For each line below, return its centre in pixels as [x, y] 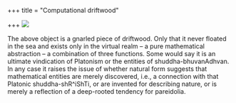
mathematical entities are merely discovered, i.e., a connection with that [113, 76]
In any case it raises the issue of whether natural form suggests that [107, 69]
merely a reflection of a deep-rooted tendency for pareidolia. [97, 91]
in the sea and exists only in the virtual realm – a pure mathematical [106, 46]
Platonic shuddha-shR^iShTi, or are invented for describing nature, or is [112, 84]
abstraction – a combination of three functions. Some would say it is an [112, 54]
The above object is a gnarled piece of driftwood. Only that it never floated [117, 39]
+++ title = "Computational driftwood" [63, 10]
